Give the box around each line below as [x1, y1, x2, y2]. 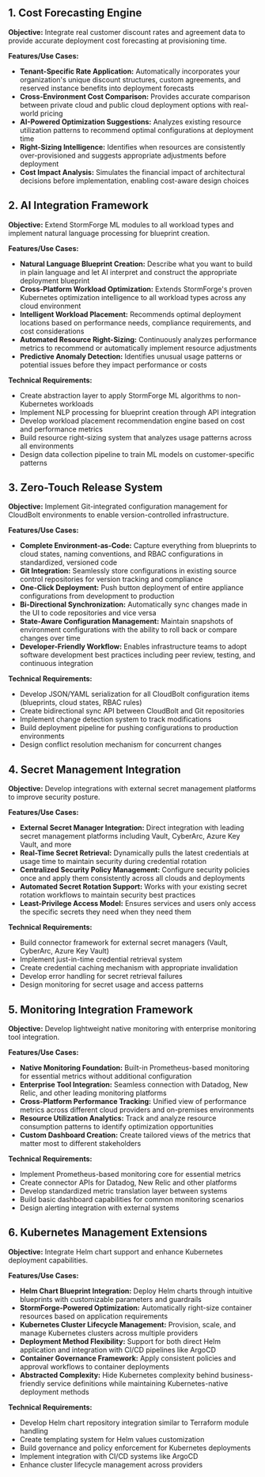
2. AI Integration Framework [8, 199, 149, 212]
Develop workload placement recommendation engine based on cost [19, 416, 245, 425]
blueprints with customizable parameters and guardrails [19, 1294, 202, 1304]
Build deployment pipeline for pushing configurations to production [19, 723, 239, 733]
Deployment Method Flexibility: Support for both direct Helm [19, 1336, 221, 1346]
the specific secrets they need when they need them [19, 907, 192, 917]
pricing [40, 108, 63, 118]
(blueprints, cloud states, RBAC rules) [19, 698, 142, 707]
